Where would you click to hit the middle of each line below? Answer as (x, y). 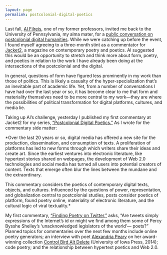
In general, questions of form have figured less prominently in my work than (83, 75)
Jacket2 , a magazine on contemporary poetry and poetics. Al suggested (80, 50)
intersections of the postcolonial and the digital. (54, 66)
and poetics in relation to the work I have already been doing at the (74, 60)
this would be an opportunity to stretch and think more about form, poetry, (82, 55)
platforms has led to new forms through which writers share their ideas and (83, 148)
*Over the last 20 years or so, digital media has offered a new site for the (80, 137)
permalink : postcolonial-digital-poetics (49, 14)
